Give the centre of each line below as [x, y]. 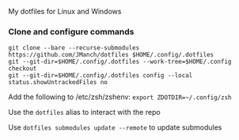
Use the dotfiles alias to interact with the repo [84, 112]
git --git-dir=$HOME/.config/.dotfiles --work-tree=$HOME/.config [120, 62]
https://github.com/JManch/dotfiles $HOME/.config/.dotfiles [111, 55]
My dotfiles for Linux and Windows [65, 11]
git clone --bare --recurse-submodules [74, 48]
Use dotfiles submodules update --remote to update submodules [115, 127]
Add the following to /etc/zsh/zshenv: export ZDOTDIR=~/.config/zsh [120, 97]
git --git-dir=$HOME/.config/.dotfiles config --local [101, 76]
